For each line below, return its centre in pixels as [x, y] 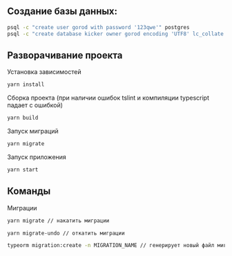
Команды [29, 191]
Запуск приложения [37, 157]
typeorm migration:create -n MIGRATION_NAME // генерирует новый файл [111, 246]
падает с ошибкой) [35, 105]
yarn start [23, 170]
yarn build [23, 118]
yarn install [26, 85]
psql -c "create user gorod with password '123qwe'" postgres [98, 27]
